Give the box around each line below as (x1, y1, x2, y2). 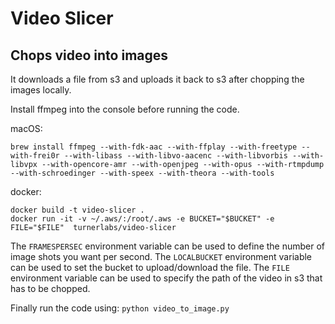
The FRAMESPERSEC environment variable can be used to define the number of (10, 240, 326, 252)
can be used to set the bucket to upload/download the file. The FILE (10, 262, 290, 273)
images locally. (10, 84, 72, 96)
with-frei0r (10, 151, 60, 161)
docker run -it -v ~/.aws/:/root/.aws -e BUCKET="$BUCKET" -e (10, 214, 275, 224)
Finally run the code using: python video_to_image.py (10, 302, 230, 314)
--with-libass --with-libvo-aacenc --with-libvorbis (63, 151, 288, 161)
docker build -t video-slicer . (10, 205, 145, 215)
